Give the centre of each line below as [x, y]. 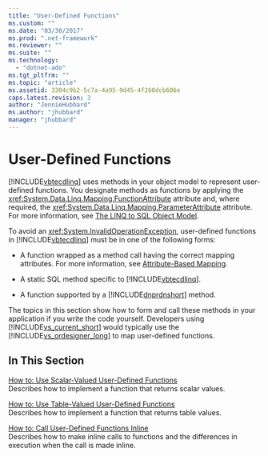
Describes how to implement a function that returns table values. [115, 412]
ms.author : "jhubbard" [46, 113]
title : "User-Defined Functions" [64, 16]
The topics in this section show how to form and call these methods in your [132, 310]
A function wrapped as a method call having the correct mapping [127, 255]
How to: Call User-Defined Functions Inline [79, 428]
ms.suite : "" [30, 53]
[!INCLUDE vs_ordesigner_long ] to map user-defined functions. [112, 335]
